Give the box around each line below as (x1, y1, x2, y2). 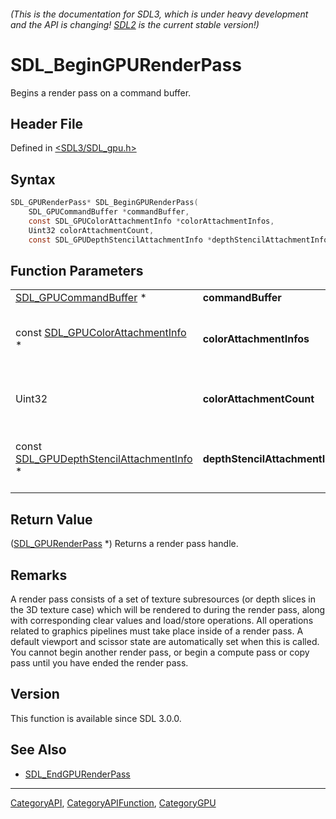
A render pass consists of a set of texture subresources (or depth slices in (10, 593, 317, 605)
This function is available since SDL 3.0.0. (10, 712, 182, 724)
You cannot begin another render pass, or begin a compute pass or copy (10, 646, 310, 658)
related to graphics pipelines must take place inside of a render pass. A (10, 625, 304, 637)
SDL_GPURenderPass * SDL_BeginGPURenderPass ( (10, 198, 199, 208)
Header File (10, 115, 84, 132)
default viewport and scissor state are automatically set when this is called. (10, 635, 320, 647)
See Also (10, 741, 67, 759)
